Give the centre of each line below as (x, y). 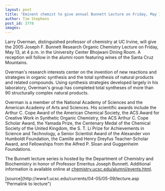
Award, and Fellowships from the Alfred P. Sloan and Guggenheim (72, 144)
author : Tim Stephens (27, 19)
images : (13, 28)
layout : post (18, 10)
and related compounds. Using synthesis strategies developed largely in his (82, 83)
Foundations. (18, 149)
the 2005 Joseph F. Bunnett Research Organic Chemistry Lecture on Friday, (82, 47)
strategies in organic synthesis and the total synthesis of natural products (79, 77)
